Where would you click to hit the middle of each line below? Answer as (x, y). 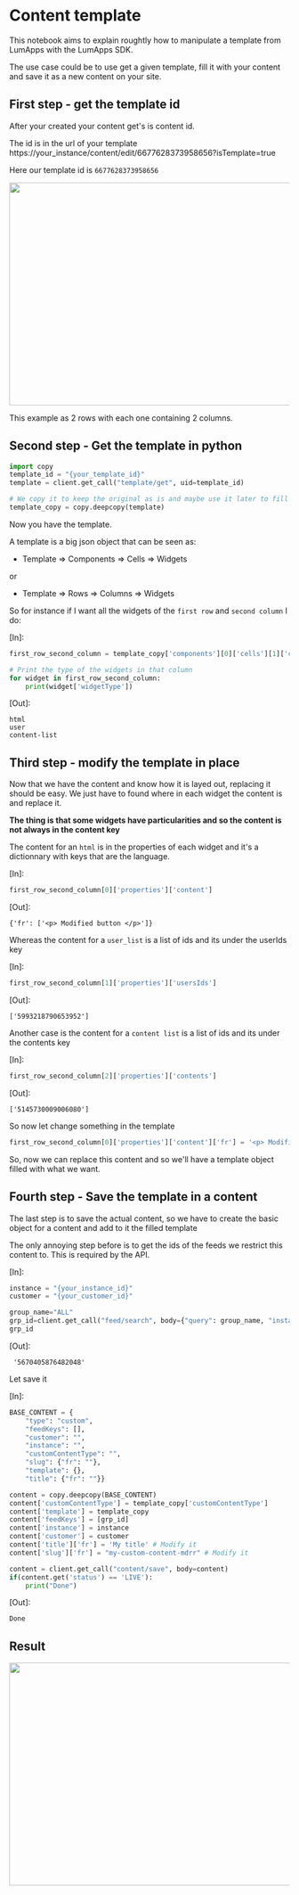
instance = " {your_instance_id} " (71, 1288)
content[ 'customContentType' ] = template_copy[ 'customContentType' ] (139, 1503)
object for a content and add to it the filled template (103, 1227)
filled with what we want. (55, 1169)
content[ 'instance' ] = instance (69, 1528)
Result (28, 1646)
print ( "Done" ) (51, 1586)
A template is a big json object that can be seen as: (103, 541)
